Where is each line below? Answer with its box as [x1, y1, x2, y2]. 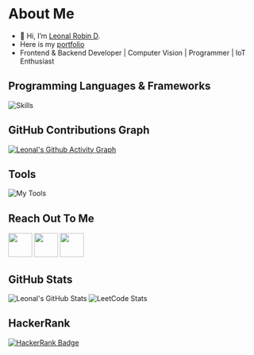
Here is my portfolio [19, 39, 85, 48]
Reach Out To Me [8, 211, 95, 225]
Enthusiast [19, 56, 55, 66]
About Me [8, 5, 75, 23]
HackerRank [8, 317, 71, 330]
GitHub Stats [8, 272, 73, 286]
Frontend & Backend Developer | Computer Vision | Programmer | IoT [19, 48, 246, 57]
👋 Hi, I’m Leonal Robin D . [19, 31, 101, 41]
